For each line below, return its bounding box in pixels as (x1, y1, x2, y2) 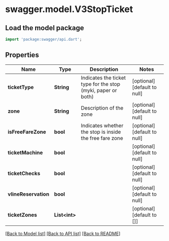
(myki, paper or (80, 87, 117, 94)
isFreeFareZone (8, 128, 46, 135)
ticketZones (8, 211, 37, 218)
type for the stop (80, 81, 121, 88)
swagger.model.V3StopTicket (5, 4, 133, 15)
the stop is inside (80, 128, 121, 135)
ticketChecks (8, 170, 40, 177)
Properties (5, 51, 39, 59)
